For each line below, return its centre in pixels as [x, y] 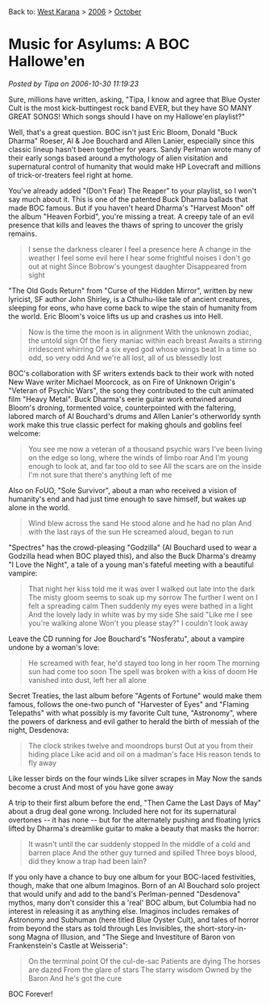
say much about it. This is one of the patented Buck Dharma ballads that [128, 199]
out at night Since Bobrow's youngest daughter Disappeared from [137, 266]
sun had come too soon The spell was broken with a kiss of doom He [143, 671]
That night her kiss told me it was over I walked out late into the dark [141, 588]
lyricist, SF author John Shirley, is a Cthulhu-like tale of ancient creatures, [130, 299]
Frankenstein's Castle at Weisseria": [68, 945]
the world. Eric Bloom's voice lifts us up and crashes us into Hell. [116, 316]
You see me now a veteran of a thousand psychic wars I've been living [145, 449]
